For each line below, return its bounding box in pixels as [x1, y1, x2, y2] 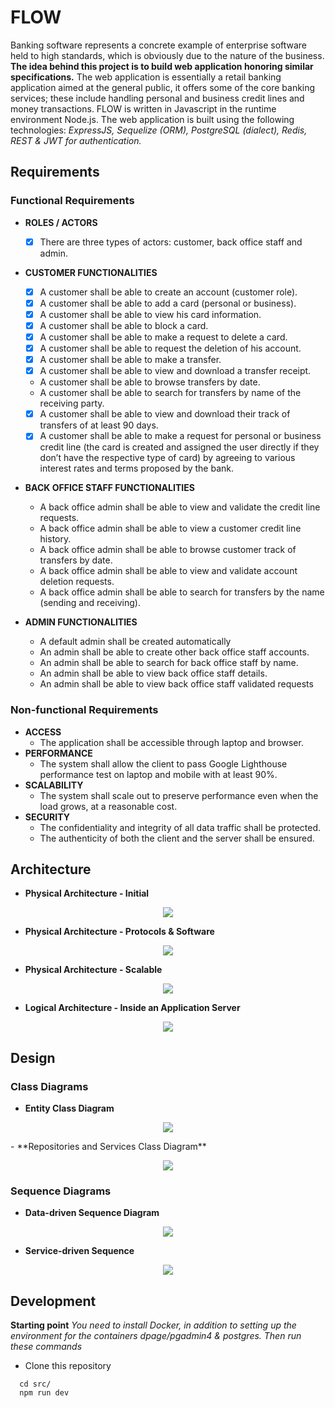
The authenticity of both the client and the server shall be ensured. [39, 832, 315, 844]
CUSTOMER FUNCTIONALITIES [24, 266, 158, 278]
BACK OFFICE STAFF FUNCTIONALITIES [24, 482, 195, 494]
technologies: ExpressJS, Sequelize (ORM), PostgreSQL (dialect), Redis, [10, 124, 308, 136]
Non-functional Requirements [10, 703, 159, 717]
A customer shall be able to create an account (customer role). [39, 286, 298, 298]
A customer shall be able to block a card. [39, 319, 209, 331]
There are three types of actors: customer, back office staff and [39, 236, 303, 248]
